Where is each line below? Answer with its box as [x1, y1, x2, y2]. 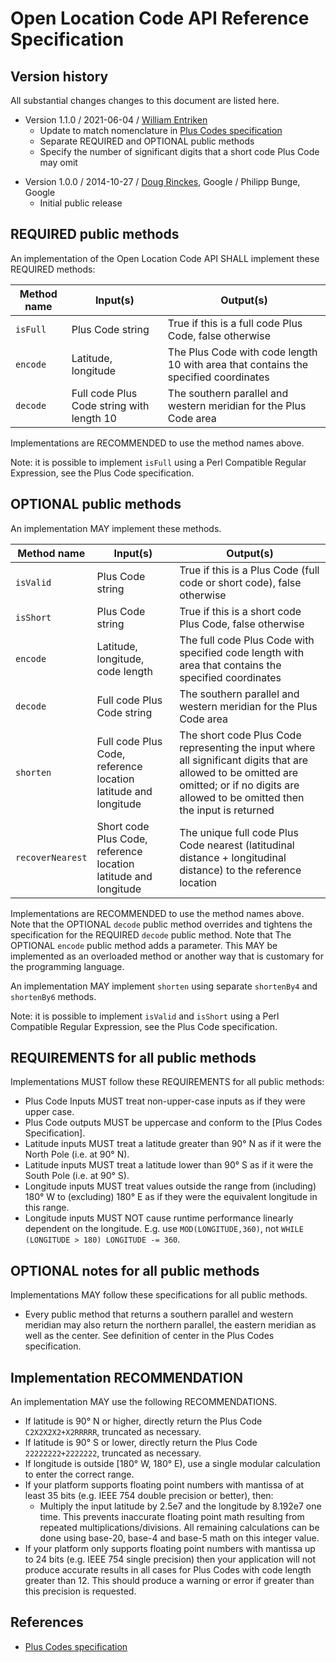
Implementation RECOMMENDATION [10, 1369, 243, 1386]
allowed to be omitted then [179, 790, 305, 804]
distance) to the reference [179, 863, 302, 877]
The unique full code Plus [179, 825, 299, 839]
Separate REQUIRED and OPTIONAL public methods [39, 135, 255, 147]
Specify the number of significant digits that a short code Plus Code [39, 146, 320, 157]
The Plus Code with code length [167, 345, 318, 359]
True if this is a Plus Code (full [179, 563, 320, 577]
